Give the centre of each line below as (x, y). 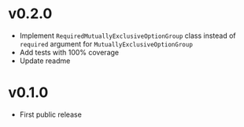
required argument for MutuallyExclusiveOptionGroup (106, 43)
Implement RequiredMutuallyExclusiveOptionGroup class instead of (128, 35)
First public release (51, 114)
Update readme (45, 61)
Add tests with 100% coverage (69, 52)
